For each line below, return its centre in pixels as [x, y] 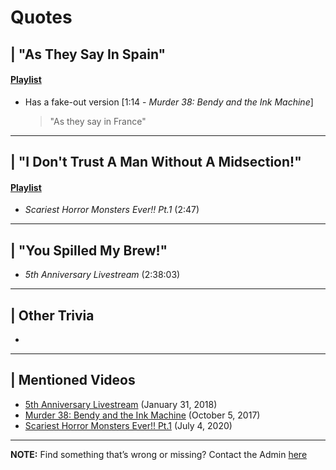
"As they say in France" [98, 121]
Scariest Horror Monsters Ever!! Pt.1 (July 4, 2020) [128, 425]
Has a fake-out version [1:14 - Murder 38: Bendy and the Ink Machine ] [169, 102]
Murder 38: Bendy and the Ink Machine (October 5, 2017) [142, 415]
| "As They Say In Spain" [88, 54]
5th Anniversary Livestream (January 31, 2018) [121, 404]
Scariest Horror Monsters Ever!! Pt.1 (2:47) [112, 210]
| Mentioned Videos [73, 380]
